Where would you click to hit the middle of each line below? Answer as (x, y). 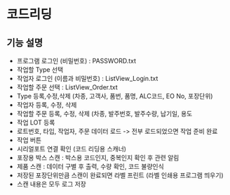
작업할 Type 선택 (40, 70)
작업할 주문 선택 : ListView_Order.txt (67, 87)
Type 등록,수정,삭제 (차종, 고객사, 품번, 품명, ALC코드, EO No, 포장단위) (115, 96)
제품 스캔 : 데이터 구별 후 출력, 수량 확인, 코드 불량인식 (90, 166)
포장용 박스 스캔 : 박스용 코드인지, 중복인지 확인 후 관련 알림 (98, 158)
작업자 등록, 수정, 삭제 (47, 105)
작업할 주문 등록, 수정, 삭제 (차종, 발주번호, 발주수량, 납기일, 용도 (104, 114)
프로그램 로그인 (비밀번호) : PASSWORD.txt (76, 61)
